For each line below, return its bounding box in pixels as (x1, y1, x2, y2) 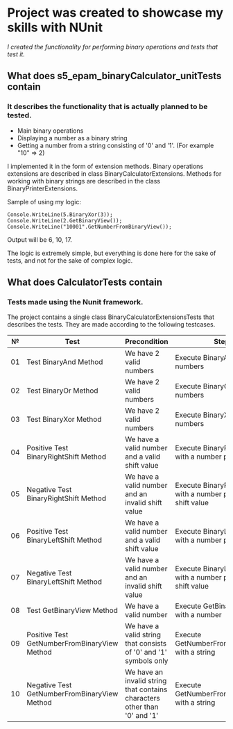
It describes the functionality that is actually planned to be (7, 102, 208, 112)
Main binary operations (17, 126, 84, 135)
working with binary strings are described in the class (7, 177, 161, 185)
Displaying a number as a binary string (17, 133, 128, 142)
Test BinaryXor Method (26, 415, 102, 425)
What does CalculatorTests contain (7, 277, 163, 288)
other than (124, 702, 159, 712)
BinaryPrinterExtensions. (7, 184, 78, 193)
